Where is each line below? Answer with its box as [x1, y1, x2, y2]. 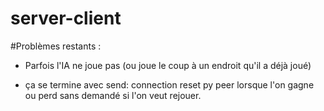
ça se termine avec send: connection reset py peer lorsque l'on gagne [24, 78, 315, 91]
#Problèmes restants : [10, 40, 102, 52]
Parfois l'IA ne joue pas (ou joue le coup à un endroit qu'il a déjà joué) [24, 59, 312, 71]
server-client [10, 7, 122, 30]
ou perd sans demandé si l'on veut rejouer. [24, 89, 202, 101]
